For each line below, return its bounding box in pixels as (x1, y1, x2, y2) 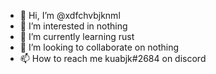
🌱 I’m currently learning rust (19, 31, 135, 42)
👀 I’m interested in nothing (19, 20, 128, 32)
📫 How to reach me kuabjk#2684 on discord (19, 53, 207, 64)
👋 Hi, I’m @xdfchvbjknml (19, 10, 121, 21)
